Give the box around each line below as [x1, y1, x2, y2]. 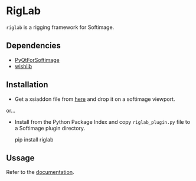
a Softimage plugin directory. [14, 124, 86, 131]
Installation [6, 80, 48, 90]
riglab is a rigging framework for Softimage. [6, 24, 115, 31]
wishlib [14, 62, 32, 70]
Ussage [6, 153, 35, 163]
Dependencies [6, 41, 61, 51]
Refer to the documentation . [6, 169, 74, 176]
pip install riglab [14, 136, 54, 143]
